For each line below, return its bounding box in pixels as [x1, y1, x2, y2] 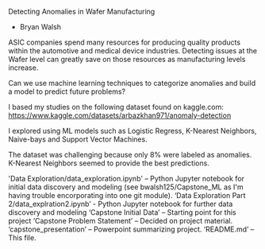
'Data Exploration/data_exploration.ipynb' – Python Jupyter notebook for [8, 174, 244, 183]
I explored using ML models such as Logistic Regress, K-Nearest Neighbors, [8, 126, 257, 135]
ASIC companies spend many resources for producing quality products [8, 37, 240, 47]
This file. [8, 233, 37, 242]
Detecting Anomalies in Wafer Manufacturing [8, 7, 156, 16]
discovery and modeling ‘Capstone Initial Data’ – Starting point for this [8, 208, 236, 217]
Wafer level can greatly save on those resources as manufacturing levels [8, 55, 246, 64]
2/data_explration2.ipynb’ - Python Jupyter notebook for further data [8, 199, 233, 208]
